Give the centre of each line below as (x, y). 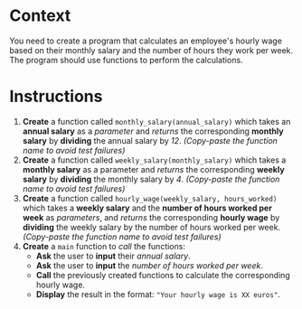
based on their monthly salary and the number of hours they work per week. (151, 50)
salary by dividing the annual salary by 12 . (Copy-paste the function (150, 140)
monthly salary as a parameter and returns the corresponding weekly (153, 169)
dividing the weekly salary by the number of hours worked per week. (151, 227)
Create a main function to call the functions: (104, 246)
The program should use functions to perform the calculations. (126, 60)
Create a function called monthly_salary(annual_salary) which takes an (156, 121)
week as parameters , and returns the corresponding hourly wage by (151, 217)
